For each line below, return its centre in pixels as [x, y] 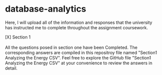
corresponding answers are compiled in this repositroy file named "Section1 [81, 53]
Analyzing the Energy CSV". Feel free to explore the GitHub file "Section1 [78, 57]
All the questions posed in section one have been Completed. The [71, 47]
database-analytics [46, 9]
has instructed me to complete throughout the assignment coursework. [76, 27]
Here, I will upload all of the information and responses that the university [79, 22]
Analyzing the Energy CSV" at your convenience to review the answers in [79, 63]
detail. [11, 68]
